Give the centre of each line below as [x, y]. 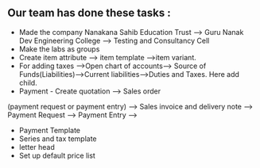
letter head [37, 147]
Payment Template [50, 130]
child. [28, 82]
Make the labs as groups [59, 49]
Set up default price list [57, 155]
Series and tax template [58, 139]
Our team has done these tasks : [89, 13]
